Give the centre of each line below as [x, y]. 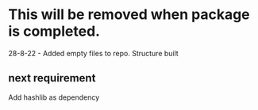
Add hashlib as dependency [54, 97]
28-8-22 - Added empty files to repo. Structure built [93, 53]
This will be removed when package [129, 15]
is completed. [54, 31]
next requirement [52, 78]
